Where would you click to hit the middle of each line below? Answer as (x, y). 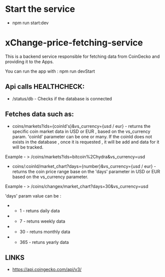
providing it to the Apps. (30, 61)
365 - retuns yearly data (44, 242)
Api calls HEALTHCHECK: (45, 87)
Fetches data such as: (39, 114)
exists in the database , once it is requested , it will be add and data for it (86, 142)
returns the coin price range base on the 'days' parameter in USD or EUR (86, 171)
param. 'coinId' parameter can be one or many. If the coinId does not (82, 136)
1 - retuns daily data (40, 210)
